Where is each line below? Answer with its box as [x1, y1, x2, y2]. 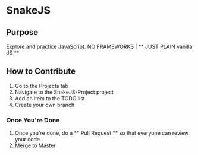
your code [14, 136, 40, 143]
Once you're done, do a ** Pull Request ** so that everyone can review [14, 129, 189, 137]
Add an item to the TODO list [14, 94, 85, 102]
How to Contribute [6, 67, 76, 77]
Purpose [6, 27, 39, 37]
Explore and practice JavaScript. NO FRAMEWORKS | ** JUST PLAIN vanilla [6, 43, 193, 50]
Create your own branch [14, 101, 75, 108]
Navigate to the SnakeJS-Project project [14, 88, 114, 96]
